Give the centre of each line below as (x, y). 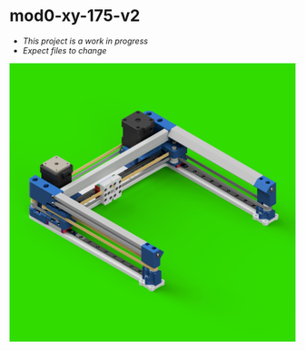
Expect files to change (64, 50)
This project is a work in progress (85, 41)
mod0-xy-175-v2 (75, 16)
